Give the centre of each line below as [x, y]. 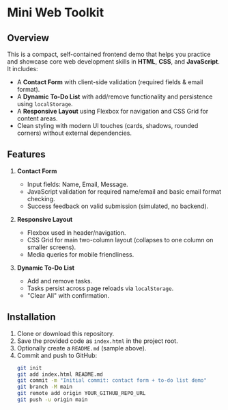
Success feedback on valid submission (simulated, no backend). [118, 206]
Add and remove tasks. [60, 281]
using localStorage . [45, 104]
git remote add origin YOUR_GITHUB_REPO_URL [81, 394]
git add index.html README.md [60, 374]
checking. [41, 198]
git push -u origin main [52, 400]
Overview [28, 38]
